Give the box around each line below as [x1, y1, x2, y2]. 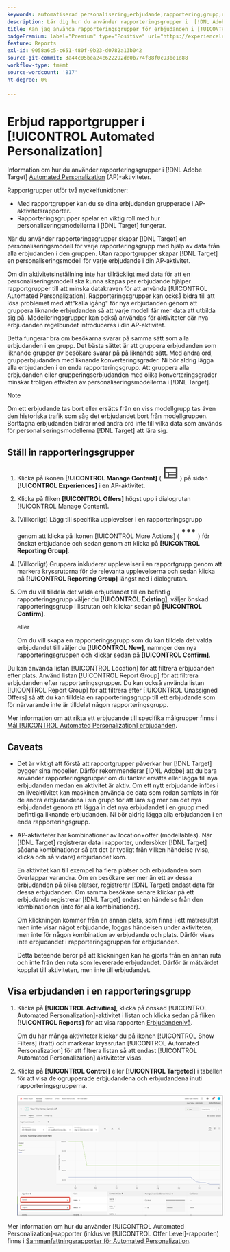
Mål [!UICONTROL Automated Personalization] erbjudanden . [7, 721, 178, 730]
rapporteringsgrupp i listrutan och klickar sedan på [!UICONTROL [16, 603, 202, 611]
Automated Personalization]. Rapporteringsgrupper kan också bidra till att [7, 292, 215, 300]
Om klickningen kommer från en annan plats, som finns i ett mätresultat [16, 916, 219, 924]
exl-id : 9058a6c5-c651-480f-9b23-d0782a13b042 [7, 47, 142, 54]
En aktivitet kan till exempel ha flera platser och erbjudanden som [16, 866, 202, 874]
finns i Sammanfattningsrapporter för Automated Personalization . [7, 1237, 191, 1245]
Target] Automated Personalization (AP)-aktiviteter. [7, 173, 152, 181]
